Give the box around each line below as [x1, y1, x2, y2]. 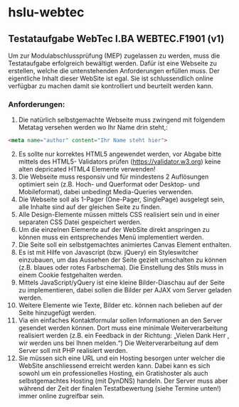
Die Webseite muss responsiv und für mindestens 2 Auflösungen [18, 172, 209, 181]
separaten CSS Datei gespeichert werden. [18, 218, 142, 226]
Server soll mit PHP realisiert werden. [18, 347, 128, 355]
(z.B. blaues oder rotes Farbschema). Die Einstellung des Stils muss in [18, 263, 224, 272]
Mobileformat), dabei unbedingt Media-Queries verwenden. [18, 188, 194, 196]
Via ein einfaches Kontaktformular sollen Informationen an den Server [18, 316, 223, 324]
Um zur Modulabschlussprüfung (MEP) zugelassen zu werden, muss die [8, 51, 221, 60]
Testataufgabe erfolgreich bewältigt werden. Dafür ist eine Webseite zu [8, 59, 218, 68]
